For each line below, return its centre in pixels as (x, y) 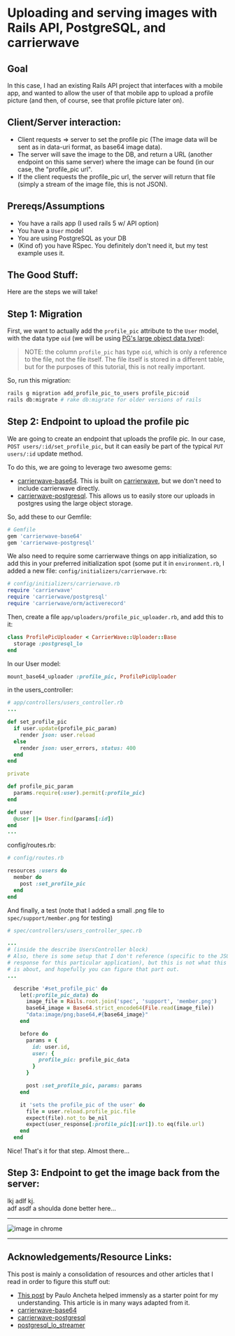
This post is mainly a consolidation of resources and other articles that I (110, 1274)
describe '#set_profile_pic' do (61, 988)
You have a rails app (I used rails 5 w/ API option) (88, 223)
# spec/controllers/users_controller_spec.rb (74, 931)
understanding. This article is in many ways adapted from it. (104, 1302)
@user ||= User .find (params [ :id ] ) (64, 819)
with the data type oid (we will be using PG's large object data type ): (106, 338)
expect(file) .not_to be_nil (67, 1118)
